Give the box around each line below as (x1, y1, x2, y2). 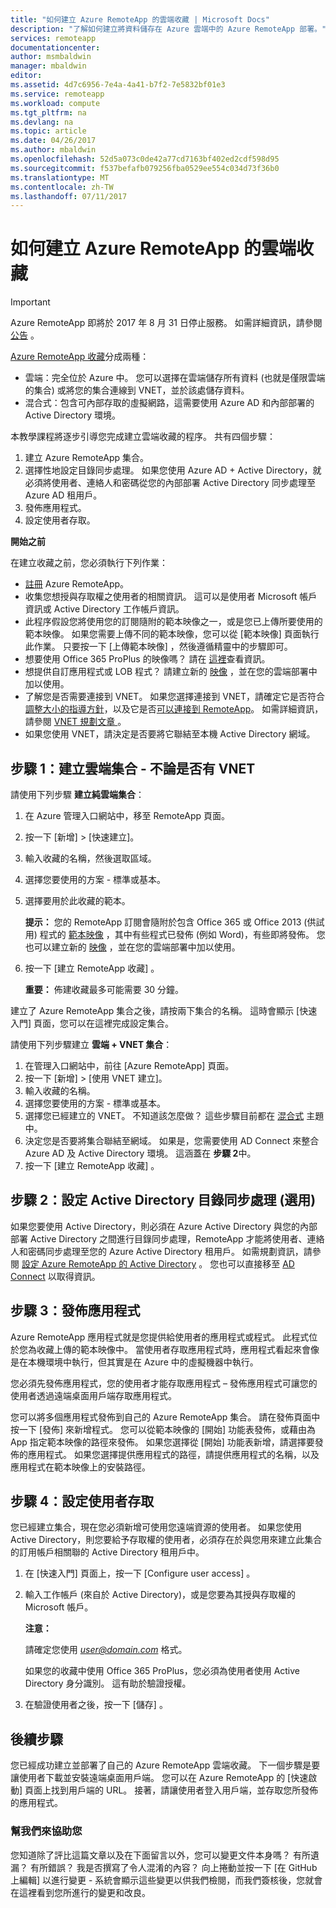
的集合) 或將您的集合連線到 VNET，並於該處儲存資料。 (24, 384, 250, 396)
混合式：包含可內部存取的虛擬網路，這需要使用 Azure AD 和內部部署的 (24, 397, 315, 409)
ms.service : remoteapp (10, 89, 105, 99)
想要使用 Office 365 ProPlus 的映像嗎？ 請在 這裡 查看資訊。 (24, 653, 271, 665)
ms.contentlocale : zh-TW (10, 182, 114, 192)
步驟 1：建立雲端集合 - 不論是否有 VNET (10, 760, 256, 777)
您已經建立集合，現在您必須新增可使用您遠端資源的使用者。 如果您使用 (10, 1521, 302, 1533)
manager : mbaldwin (10, 61, 87, 71)
